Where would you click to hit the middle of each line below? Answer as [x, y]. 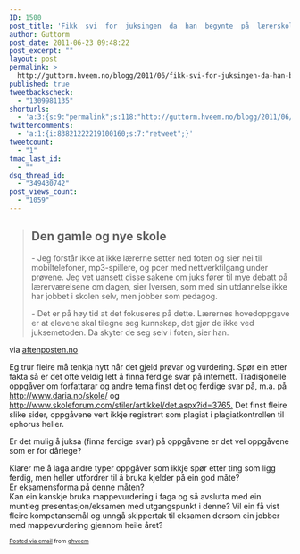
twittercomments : [42, 126]
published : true [39, 84]
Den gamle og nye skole [99, 236]
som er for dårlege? [46, 450]
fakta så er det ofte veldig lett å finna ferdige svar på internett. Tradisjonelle [148, 376]
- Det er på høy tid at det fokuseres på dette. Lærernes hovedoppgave [160, 313]
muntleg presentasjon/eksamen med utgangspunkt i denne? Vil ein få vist [144, 506]
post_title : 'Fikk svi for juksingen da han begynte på [129, 26]
